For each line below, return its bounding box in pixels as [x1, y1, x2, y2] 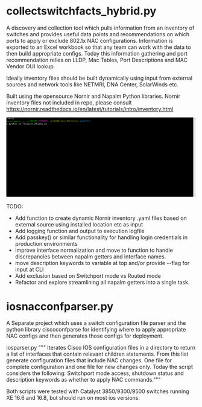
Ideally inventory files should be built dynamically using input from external [6, 74, 193, 82]
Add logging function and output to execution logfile [14, 227, 145, 234]
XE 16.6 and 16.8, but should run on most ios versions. [6, 394, 140, 402]
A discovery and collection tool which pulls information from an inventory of [6, 24, 195, 31]
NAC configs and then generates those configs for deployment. [6, 332, 164, 339]
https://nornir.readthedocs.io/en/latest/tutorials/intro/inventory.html [6, 105, 174, 112]
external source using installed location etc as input [14, 220, 144, 228]
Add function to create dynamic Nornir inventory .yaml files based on [14, 214, 187, 222]
